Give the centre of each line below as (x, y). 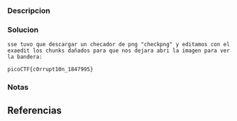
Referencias (35, 110)
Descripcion (29, 11)
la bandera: (25, 57)
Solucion (23, 29)
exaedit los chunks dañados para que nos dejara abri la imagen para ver (119, 51)
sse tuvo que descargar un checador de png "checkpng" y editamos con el (119, 45)
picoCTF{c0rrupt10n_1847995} (50, 70)
